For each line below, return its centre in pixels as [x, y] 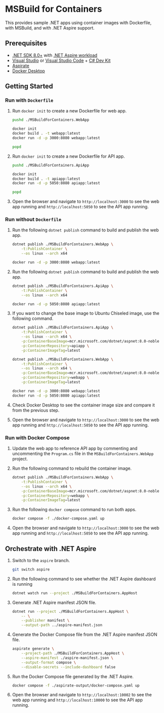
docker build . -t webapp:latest [46, 134]
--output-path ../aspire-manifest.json [62, 625]
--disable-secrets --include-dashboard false [69, 667]
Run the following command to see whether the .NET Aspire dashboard [84, 579]
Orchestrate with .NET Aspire [51, 549]
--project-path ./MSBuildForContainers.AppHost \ [73, 654]
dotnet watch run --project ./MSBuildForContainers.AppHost [75, 593]
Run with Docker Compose [37, 437]
